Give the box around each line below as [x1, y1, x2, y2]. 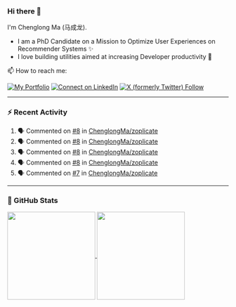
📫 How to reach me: [7, 67, 67, 75]
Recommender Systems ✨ [17, 45, 94, 53]
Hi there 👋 [7, 6, 42, 16]
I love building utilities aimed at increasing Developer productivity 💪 [17, 53, 212, 61]
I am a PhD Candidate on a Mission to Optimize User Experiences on [17, 37, 216, 46]
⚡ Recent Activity [7, 107, 68, 117]
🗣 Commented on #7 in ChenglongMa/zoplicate [17, 169, 158, 177]
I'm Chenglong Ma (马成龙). [7, 23, 87, 32]
